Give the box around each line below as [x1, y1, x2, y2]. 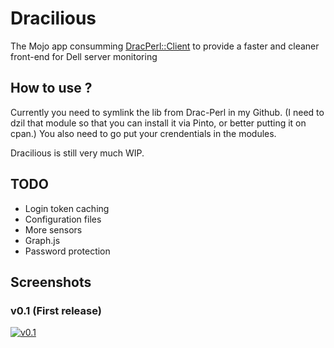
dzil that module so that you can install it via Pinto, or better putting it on [10, 117, 307, 129]
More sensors [24, 223, 83, 236]
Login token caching [24, 202, 110, 214]
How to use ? [10, 80, 93, 97]
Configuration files [24, 213, 102, 225]
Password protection [24, 245, 111, 257]
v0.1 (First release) [10, 303, 102, 317]
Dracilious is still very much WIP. [10, 147, 145, 159]
